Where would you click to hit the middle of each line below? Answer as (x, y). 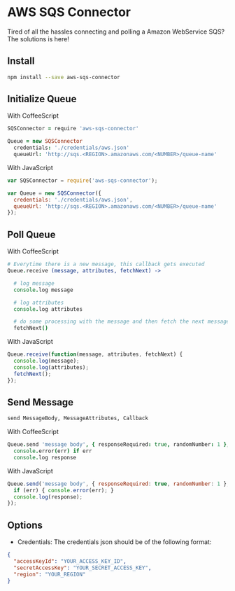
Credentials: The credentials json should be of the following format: (114, 542)
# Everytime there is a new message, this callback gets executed (106, 264)
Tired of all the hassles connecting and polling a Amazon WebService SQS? (116, 32)
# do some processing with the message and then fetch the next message (122, 322)
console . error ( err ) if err (53, 451)
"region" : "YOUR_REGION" (50, 574)
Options (25, 525)
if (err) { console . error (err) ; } (64, 490)
